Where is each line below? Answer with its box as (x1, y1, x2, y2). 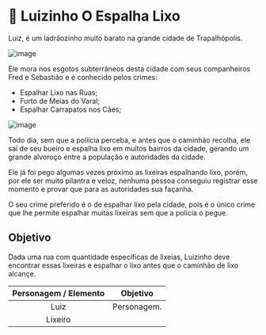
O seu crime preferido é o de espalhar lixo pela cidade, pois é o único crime (8, 200, 256, 209)
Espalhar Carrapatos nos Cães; (19, 105, 122, 114)
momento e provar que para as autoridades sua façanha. (8, 184, 194, 193)
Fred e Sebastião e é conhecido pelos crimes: (8, 72, 158, 82)
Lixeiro (46, 314, 71, 325)
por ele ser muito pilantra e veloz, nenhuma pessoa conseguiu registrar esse (8, 176, 259, 185)
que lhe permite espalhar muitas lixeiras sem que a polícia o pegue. (8, 207, 228, 217)
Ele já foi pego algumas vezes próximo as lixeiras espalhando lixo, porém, (8, 167, 248, 177)
